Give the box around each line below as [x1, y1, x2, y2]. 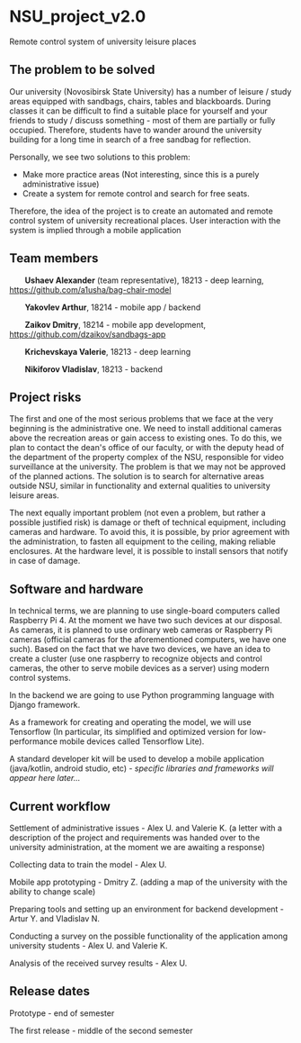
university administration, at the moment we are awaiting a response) [9, 842, 265, 852]
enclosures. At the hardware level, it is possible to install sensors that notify [9, 546, 288, 557]
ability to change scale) [9, 886, 96, 897]
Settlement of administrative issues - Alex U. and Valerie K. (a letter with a [9, 822, 283, 833]
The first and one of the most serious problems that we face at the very [9, 413, 274, 424]
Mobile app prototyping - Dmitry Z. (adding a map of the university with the [9, 876, 288, 887]
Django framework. [9, 700, 81, 711]
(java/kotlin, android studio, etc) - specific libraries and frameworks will [9, 763, 274, 774]
